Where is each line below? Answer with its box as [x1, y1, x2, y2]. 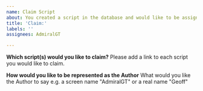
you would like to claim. [6, 60, 65, 67]
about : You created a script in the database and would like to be [6, 15, 180, 21]
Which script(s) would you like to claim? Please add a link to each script [6, 53, 188, 61]
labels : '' [6, 25, 34, 32]
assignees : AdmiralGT [6, 32, 61, 38]
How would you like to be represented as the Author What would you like [6, 72, 191, 79]
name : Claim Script [6, 8, 56, 15]
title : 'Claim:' [6, 20, 47, 26]
